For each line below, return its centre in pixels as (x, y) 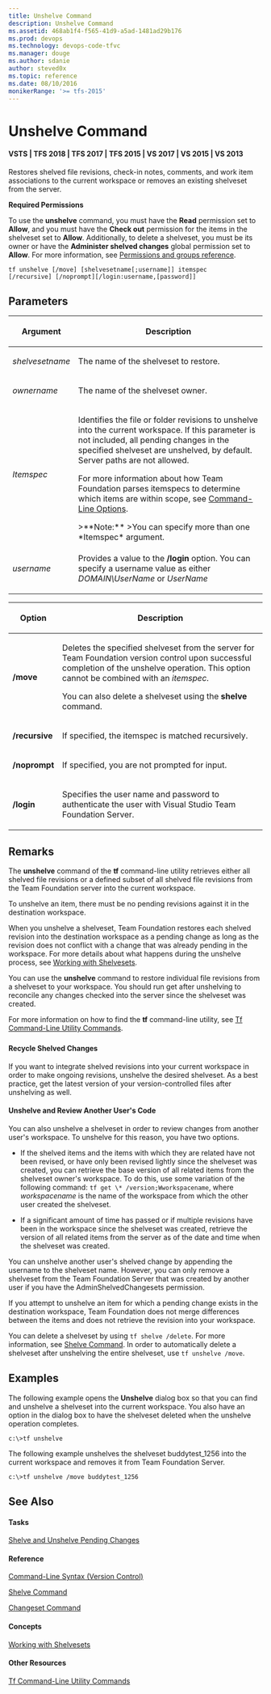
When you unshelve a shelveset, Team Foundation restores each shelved (130, 927)
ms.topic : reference (43, 76)
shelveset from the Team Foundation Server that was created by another (129, 1278)
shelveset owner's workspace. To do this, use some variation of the (132, 1178)
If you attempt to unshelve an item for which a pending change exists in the (133, 1303)
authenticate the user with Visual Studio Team (149, 805)
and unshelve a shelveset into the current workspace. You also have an (127, 1406)
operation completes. (44, 1423)
